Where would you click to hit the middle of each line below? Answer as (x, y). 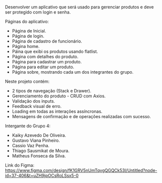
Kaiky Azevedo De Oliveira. (39, 135)
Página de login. (28, 36)
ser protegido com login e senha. (38, 12)
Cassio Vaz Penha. (31, 145)
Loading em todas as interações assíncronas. (57, 111)
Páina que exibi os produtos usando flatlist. (55, 51)
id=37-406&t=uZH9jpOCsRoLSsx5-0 (42, 175)
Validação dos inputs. (33, 101)
